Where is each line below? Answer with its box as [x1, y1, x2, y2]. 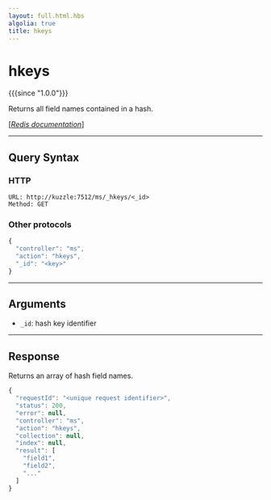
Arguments [8, 297, 67, 311]
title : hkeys [8, 27, 52, 35]
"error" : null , [15, 409, 67, 417]
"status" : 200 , [15, 401, 67, 410]
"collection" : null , [15, 431, 85, 440]
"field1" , [23, 454, 56, 463]
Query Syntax [8, 150, 80, 164]
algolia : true [8, 19, 56, 27]
